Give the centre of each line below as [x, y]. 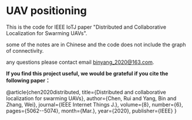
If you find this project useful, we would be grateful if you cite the [87, 73]
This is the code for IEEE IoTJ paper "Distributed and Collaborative [86, 27]
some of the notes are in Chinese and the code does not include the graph [96, 44]
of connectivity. [25, 50]
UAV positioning [46, 11]
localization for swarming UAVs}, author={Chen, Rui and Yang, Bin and [91, 98]
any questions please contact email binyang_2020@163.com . [80, 62]
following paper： [28, 80]
